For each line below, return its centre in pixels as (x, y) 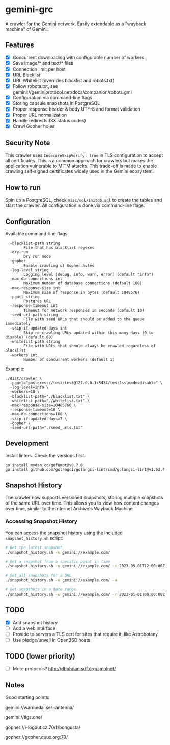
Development (27, 443)
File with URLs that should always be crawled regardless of (90, 346)
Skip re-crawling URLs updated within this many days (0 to (89, 333)
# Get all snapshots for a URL (38, 576)
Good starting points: (27, 697)
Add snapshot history (35, 622)
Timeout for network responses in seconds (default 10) (84, 310)
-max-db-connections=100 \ (38, 414)
